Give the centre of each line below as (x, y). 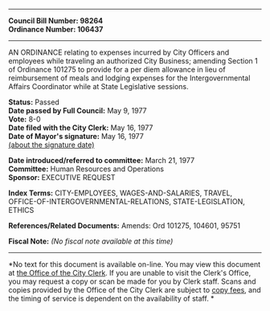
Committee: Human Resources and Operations (86, 169)
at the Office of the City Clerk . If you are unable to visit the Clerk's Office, (130, 273)
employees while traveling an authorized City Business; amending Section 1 (133, 61)
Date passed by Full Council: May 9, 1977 (78, 110)
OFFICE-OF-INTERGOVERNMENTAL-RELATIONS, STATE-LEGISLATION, (127, 201)
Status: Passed (34, 102)
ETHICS (21, 210)
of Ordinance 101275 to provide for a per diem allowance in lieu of (117, 70)
